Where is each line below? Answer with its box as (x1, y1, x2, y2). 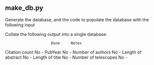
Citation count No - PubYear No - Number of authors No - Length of (5, 49, 142, 55)
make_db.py (5, 4, 44, 12)
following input (5, 22, 35, 28)
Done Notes (51, 41, 82, 46)
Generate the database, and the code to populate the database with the (5, 16, 149, 22)
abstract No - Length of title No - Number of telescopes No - (5, 54, 128, 60)
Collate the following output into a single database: (5, 31, 108, 37)
